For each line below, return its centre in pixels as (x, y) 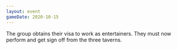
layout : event (23, 11)
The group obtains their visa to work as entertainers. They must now (89, 33)
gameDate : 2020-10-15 (33, 17)
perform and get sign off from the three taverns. (64, 40)
